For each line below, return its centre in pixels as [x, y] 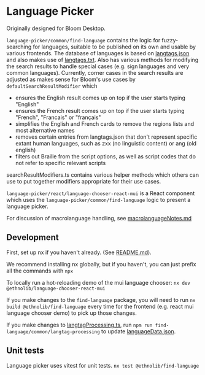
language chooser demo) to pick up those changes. [72, 313]
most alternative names [45, 130]
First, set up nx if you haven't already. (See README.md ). [79, 252]
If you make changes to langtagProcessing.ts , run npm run [79, 325]
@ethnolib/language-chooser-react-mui [56, 288]
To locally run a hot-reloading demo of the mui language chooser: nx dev [98, 282]
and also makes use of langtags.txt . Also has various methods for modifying [102, 60]
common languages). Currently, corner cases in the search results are [95, 72]
